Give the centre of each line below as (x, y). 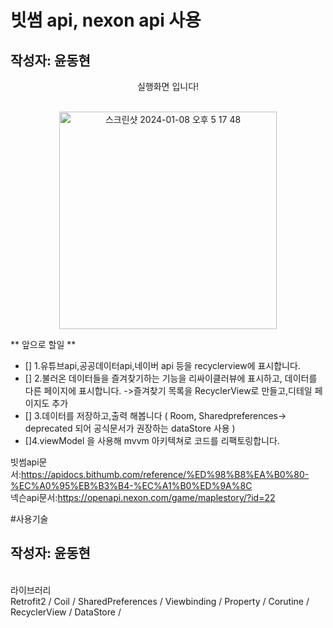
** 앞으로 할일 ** (43, 344)
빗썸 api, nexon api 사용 (106, 20)
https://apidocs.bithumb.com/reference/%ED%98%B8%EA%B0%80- (165, 474)
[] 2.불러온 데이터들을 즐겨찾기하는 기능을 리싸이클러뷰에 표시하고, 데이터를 (171, 378)
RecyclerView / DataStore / (66, 612)
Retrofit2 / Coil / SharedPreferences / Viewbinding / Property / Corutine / (160, 601)
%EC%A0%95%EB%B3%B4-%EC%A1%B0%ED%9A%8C (131, 485)
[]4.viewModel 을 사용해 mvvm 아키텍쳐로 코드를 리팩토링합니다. (152, 440)
